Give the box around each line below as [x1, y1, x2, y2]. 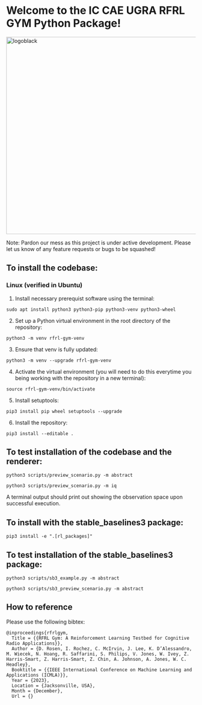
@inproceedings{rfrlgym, [6, 630, 69, 636]
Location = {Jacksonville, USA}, [11, 683, 96, 689]
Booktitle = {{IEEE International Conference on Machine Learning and [11, 666, 192, 673]
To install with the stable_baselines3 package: [6, 517, 183, 528]
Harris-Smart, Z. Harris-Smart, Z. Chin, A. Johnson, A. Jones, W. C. [6, 656, 187, 662]
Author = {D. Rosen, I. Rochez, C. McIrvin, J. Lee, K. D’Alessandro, [11, 645, 192, 652]
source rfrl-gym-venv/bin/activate [6, 386, 96, 392]
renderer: [6, 456, 43, 467]
